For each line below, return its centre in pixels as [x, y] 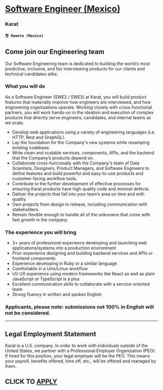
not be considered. [28, 313]
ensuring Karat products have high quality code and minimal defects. [81, 189]
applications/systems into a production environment [64, 248]
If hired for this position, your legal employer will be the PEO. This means [78, 356]
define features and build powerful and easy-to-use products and [78, 173]
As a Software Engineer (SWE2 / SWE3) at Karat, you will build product [76, 97]
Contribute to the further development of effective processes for [76, 183]
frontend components [34, 259]
